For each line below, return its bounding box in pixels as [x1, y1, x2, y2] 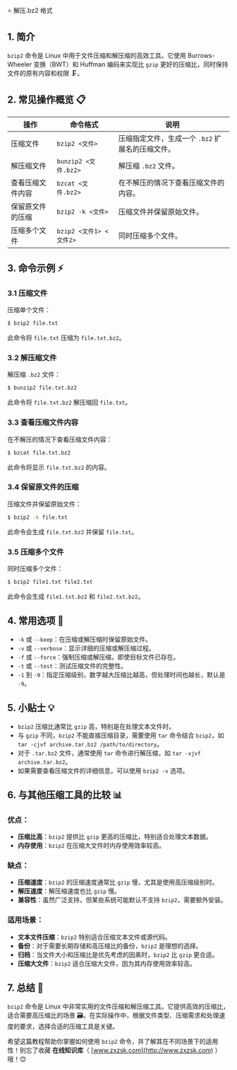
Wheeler [7, 59, 32, 69]
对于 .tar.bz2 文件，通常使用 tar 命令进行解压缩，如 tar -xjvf [17, 749, 201, 757]
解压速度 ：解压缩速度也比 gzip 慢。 [17, 887, 121, 895]
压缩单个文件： [7, 306, 51, 314]
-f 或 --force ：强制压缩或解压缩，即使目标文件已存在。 [17, 652, 180, 661]
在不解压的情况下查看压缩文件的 [118, 178, 224, 188]
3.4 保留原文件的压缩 [7, 482, 79, 492]
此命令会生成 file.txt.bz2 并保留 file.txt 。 [7, 527, 138, 536]
